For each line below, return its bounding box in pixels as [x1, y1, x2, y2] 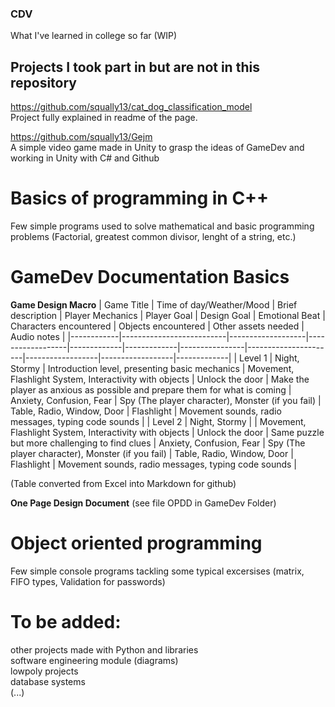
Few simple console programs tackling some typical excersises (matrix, [10, 565, 305, 577]
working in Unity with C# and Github [10, 152, 160, 164]
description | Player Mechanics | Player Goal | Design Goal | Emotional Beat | [10, 309, 326, 321]
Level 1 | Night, [239, 352, 300, 364]
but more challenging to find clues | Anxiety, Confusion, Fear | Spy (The [10, 437, 306, 449]
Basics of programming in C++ [10, 187, 270, 210]
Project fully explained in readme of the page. [10, 112, 198, 124]
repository [10, 74, 78, 91]
